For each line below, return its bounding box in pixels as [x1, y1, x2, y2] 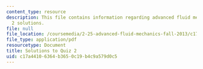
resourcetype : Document [6, 43, 66, 49]
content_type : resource [6, 8, 66, 15]
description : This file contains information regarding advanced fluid [6, 14, 190, 20]
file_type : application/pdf [6, 37, 77, 43]
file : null [6, 25, 34, 32]
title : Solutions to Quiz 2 [6, 48, 77, 54]
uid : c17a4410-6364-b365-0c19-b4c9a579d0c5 [6, 53, 118, 59]
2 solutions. [11, 20, 45, 26]
